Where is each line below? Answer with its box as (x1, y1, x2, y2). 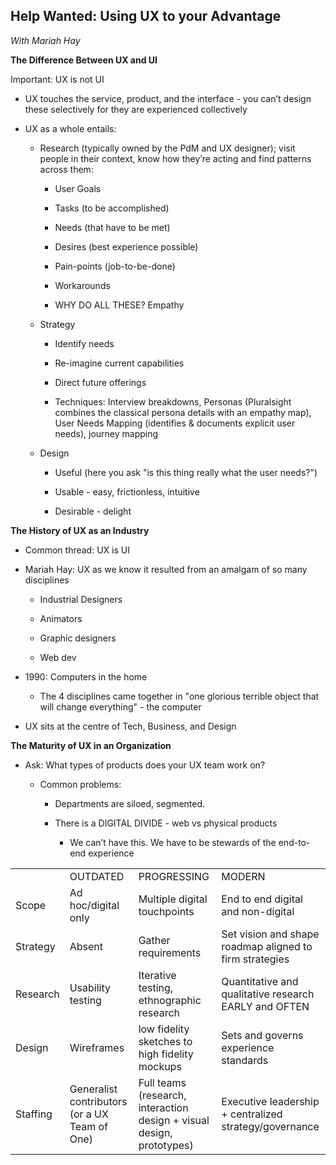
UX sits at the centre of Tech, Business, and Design (24, 720, 237, 732)
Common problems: (39, 778, 122, 790)
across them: (39, 163, 94, 175)
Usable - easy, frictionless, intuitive (54, 485, 200, 498)
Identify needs (54, 337, 115, 349)
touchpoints (138, 904, 195, 918)
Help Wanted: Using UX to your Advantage (10, 8, 282, 25)
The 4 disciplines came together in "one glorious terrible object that (39, 690, 320, 702)
